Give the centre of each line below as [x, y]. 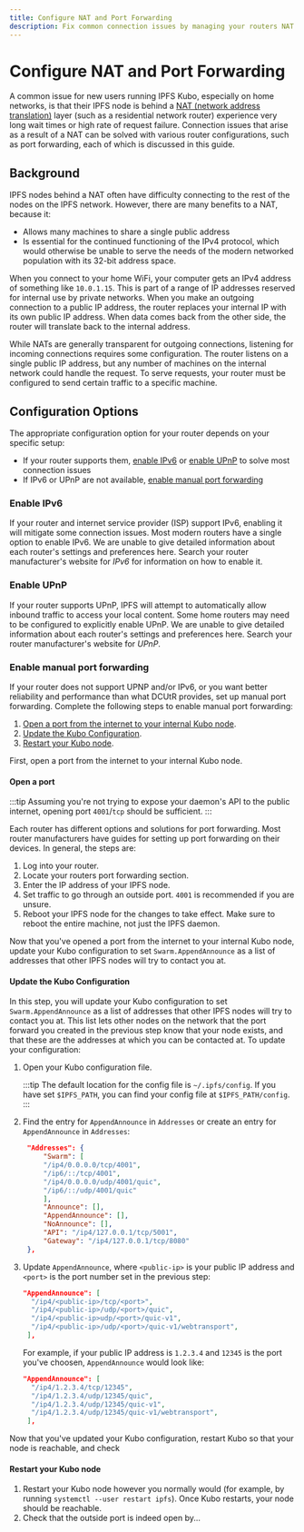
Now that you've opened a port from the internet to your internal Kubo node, [152, 942]
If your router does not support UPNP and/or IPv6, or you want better [138, 687]
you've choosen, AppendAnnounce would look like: [113, 1362]
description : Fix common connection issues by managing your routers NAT [152, 26]
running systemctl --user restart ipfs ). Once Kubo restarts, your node [158, 1498]
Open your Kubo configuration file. [87, 1067]
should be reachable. [62, 1508]
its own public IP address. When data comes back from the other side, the [148, 317]
